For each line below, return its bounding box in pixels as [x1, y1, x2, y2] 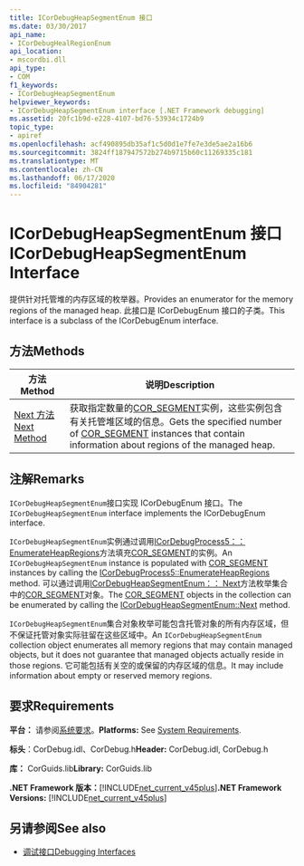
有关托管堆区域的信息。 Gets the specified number [69, 415, 282, 428]
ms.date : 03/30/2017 [9, 22, 88, 31]
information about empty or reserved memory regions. [9, 669, 213, 680]
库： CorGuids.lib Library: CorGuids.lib [9, 763, 152, 774]
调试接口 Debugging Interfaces [22, 846, 136, 857]
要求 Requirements [9, 698, 115, 714]
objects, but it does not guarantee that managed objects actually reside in [9, 649, 284, 659]
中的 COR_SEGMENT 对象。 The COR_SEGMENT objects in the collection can [9, 589, 292, 600]
